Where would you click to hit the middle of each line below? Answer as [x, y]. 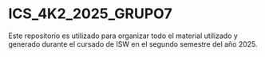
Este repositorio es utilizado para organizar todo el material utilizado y [123, 36]
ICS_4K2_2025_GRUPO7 [91, 14]
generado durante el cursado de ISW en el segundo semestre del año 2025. [133, 44]
